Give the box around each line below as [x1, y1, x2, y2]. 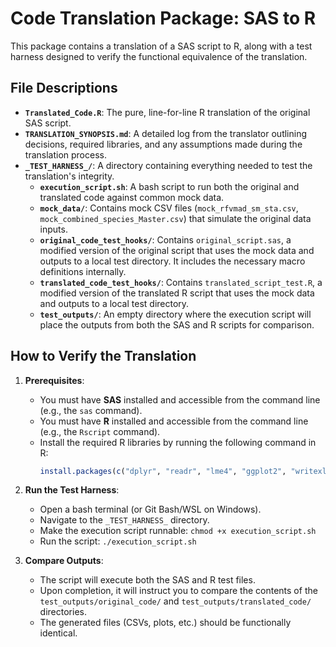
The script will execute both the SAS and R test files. [39, 574, 256, 586]
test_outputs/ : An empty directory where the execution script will [39, 308, 312, 320]
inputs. [39, 223, 68, 235]
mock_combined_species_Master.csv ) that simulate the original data [39, 212, 312, 224]
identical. [39, 627, 78, 639]
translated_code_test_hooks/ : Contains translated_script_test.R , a [39, 276, 323, 288]
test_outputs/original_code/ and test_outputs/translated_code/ [39, 595, 312, 607]
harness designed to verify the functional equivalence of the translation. [10, 50, 308, 62]
